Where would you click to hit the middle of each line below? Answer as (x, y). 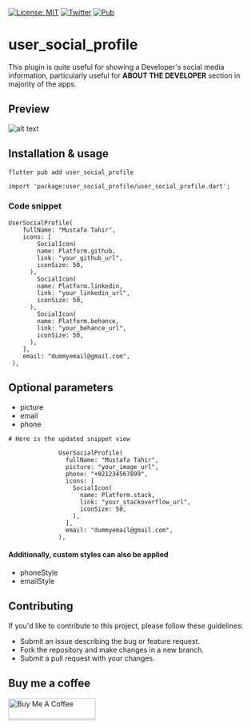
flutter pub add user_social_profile (71, 172)
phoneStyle (39, 572)
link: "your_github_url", (80, 258)
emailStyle (37, 580)
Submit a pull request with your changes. (87, 658)
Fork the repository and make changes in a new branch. (112, 649)
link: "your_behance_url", (82, 328)
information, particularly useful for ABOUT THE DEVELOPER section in (124, 75)
